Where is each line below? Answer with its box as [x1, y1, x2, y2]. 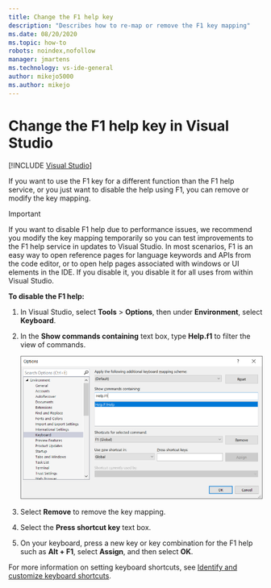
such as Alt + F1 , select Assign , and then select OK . [19, 547, 194, 557]
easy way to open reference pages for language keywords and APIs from [8, 250, 252, 259]
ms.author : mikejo [8, 81, 70, 89]
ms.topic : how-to [8, 39, 67, 47]
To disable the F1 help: [8, 291, 85, 301]
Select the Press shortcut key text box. [19, 523, 152, 532]
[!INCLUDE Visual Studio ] [8, 160, 93, 170]
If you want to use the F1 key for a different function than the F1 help [8, 176, 235, 185]
